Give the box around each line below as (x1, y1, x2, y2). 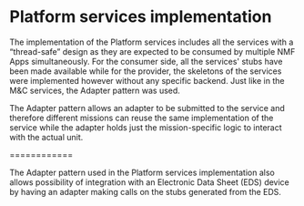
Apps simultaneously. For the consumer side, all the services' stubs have (9, 56, 283, 67)
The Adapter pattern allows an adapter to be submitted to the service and (9, 102, 285, 113)
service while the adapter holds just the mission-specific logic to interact (9, 121, 282, 133)
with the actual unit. (9, 131, 84, 142)
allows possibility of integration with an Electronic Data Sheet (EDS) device (9, 176, 289, 188)
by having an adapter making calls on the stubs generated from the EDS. (9, 186, 282, 197)
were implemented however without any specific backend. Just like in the (9, 75, 285, 86)
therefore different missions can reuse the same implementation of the (9, 112, 274, 123)
